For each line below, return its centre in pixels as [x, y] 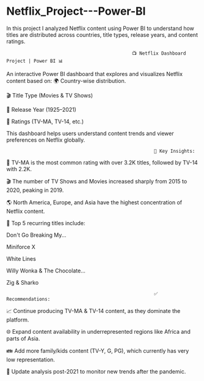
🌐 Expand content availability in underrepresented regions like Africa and [98, 331]
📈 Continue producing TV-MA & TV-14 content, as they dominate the [93, 310]
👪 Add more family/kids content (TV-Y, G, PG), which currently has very [98, 350]
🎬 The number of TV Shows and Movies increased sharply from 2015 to [97, 181]
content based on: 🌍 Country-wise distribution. [66, 80]
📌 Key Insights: [174, 151]
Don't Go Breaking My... [36, 235]
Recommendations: [28, 299]
